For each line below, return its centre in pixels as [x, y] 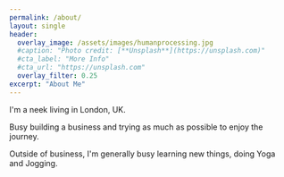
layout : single [38, 26]
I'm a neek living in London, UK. [68, 109]
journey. [24, 136]
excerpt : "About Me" [48, 84]
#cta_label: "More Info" [63, 59]
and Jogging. [33, 163]
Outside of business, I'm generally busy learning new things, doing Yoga [142, 154]
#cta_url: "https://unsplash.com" [81, 68]
